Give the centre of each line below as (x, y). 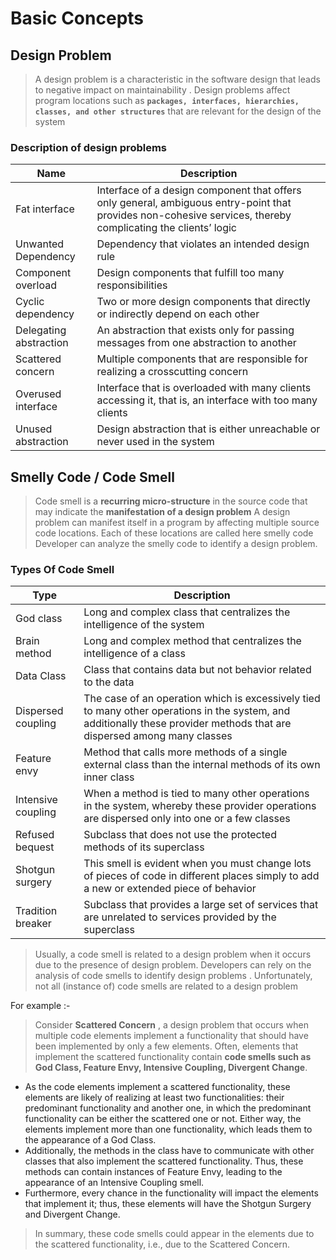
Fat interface (45, 209)
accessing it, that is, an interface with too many (207, 400)
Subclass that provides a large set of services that (201, 905)
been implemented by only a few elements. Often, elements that (166, 1046)
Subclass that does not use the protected (180, 835)
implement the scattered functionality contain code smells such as (173, 1057)
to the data (109, 682)
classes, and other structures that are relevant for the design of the (178, 111)
